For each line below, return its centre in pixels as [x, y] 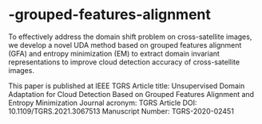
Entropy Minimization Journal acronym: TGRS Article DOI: [103, 103]
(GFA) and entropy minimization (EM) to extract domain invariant [114, 53]
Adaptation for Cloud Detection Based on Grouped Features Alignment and [131, 94]
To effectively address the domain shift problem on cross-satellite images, [130, 37]
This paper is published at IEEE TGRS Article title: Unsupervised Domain [127, 86]
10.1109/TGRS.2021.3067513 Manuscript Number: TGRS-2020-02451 [121, 111]
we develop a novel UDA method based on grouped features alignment [125, 45]
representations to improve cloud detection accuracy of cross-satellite [124, 62]
